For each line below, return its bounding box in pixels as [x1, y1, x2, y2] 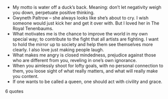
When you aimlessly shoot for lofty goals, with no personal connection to [12, 62, 163, 68]
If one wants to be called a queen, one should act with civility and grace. [12, 78, 162, 84]
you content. [12, 73, 39, 79]
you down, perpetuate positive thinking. [12, 9, 95, 15]
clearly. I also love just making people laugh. [12, 47, 104, 52]
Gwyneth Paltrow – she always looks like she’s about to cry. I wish [12, 15, 149, 20]
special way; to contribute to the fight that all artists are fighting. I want [12, 36, 159, 42]
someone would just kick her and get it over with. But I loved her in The [12, 20, 159, 26]
